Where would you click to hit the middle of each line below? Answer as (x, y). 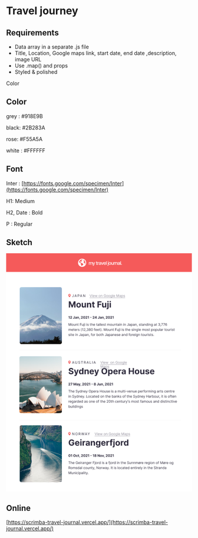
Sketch (19, 242)
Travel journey (42, 11)
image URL (28, 59)
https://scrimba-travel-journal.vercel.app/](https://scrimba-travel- (88, 522)
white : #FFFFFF (26, 150)
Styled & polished (36, 72)
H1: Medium (21, 201)
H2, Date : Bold (24, 212)
